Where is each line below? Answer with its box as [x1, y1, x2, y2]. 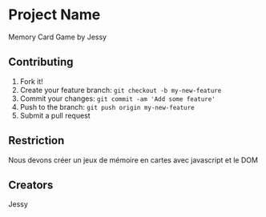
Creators [8, 178, 54, 191]
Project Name [8, 6, 101, 24]
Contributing [8, 55, 74, 69]
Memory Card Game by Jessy [8, 32, 107, 42]
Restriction [8, 134, 65, 147]
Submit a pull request [19, 111, 91, 120]
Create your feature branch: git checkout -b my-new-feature [19, 85, 222, 94]
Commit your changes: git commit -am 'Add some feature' [19, 94, 216, 103]
